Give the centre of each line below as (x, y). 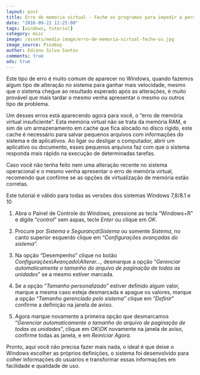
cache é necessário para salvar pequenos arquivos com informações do (95, 134)
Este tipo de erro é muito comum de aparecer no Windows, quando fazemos (100, 79)
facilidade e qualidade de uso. (43, 365)
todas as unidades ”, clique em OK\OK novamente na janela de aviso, (99, 329)
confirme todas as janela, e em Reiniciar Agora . (73, 335)
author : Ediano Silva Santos (42, 51)
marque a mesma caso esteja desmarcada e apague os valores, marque (103, 292)
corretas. (17, 184)
